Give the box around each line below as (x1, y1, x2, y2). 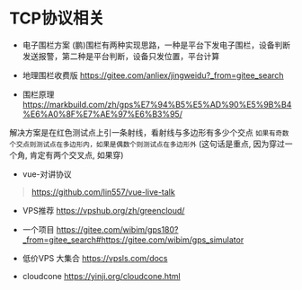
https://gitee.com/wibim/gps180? (56, 224, 179, 234)
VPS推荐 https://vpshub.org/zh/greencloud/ (22, 205, 185, 215)
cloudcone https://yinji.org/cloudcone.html (22, 270, 182, 281)
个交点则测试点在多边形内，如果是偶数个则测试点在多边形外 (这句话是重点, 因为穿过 (9, 138, 285, 149)
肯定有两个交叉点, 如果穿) (29, 149, 124, 160)
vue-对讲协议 (22, 168, 72, 180)
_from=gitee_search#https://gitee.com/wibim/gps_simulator (22, 234, 244, 245)
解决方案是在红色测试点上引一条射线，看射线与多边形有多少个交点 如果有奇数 (9, 127, 289, 137)
